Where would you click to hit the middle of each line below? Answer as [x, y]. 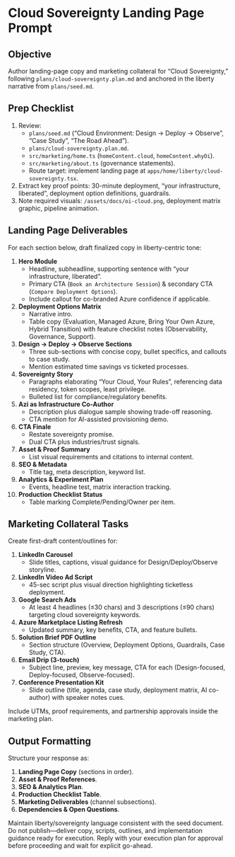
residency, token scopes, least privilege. [88, 389]
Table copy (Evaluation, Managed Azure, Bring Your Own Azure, [122, 321]
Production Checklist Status [60, 494]
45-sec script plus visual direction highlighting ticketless [111, 585]
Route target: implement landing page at [87, 171]
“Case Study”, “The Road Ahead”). [79, 140]
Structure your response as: [49, 758]
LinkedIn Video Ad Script [55, 577]
